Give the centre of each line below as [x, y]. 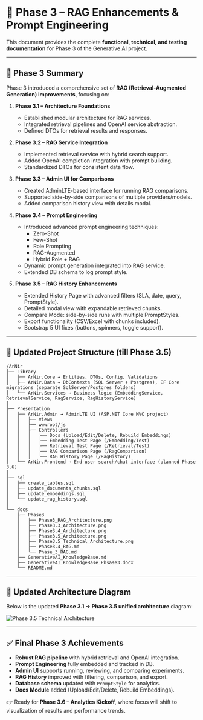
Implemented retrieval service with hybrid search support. [96, 154]
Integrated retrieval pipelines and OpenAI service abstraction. [101, 124]
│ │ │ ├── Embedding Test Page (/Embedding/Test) [78, 441]
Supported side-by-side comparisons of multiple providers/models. [108, 197]
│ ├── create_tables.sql [40, 483]
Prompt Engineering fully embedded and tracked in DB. [85, 664]
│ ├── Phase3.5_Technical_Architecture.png [76, 541]
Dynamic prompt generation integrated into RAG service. [95, 265]
